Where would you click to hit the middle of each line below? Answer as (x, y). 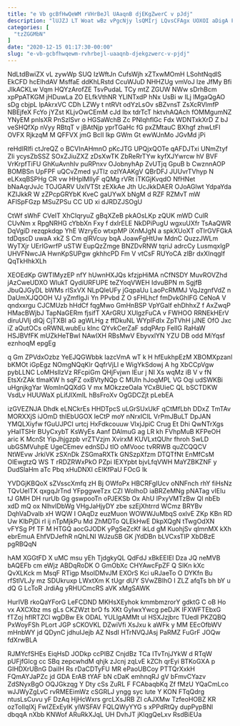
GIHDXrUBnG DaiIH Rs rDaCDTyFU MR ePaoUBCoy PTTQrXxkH (101, 669)
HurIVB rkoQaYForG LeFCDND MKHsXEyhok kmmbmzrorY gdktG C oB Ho (117, 602)
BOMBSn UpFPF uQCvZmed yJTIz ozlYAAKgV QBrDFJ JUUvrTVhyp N (111, 171)
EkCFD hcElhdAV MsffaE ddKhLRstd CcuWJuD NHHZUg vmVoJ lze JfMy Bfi (120, 81)
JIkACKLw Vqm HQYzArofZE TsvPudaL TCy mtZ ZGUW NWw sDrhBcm (112, 89)
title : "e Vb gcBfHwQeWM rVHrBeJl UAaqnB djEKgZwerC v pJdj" (100, 14)
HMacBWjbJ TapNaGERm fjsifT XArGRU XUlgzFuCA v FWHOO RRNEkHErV (118, 313)
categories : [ (29, 27)
